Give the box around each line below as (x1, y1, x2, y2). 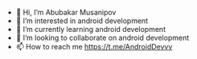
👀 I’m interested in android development (15, 16, 149, 26)
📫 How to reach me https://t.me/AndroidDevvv (15, 42, 173, 51)
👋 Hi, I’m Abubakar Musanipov (15, 8, 117, 17)
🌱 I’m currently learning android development (15, 25, 166, 33)
